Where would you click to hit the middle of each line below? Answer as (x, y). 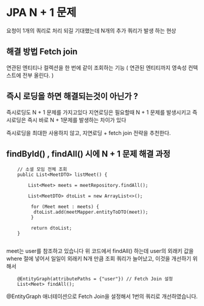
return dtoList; (51, 228)
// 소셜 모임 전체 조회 (42, 169)
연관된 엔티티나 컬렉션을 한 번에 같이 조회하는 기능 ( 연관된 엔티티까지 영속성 (97, 67)
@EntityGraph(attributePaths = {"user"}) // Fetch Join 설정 (95, 279)
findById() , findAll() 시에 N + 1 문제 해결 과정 (88, 154)
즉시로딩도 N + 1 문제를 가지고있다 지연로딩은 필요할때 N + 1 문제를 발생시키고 (99, 112)
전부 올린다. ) (38, 75)
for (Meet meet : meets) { (65, 207)
